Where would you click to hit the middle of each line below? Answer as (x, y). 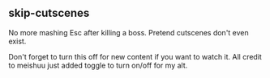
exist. (17, 41)
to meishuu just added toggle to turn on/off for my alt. (98, 65)
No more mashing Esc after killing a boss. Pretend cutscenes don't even (129, 32)
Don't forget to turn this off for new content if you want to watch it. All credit (135, 56)
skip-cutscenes (49, 13)
